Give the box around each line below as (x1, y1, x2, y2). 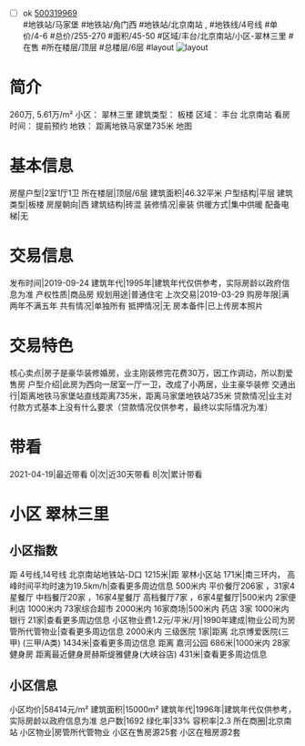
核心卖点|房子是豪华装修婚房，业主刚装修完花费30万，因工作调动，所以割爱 (9, 367, 294, 378)
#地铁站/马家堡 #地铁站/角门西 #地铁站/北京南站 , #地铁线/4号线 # (22, 19, 270, 30)
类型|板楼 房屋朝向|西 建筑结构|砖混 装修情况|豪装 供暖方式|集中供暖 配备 (9, 199, 281, 209)
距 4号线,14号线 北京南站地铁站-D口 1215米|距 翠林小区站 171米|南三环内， (9, 568, 285, 579)
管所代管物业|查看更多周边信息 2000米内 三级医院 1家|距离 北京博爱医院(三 (9, 626, 290, 637)
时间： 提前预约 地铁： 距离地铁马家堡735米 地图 (9, 120, 193, 131)
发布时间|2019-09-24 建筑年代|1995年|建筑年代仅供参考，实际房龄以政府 (9, 277, 282, 288)
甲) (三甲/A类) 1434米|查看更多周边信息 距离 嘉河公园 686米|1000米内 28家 (9, 637, 290, 648)
